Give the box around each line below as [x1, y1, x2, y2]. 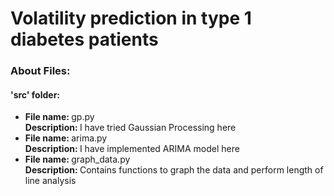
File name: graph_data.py [24, 153, 131, 166]
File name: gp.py [24, 111, 95, 123]
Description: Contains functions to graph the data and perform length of [24, 164, 324, 176]
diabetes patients [10, 28, 159, 51]
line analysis [24, 175, 77, 187]
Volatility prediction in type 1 [10, 7, 252, 30]
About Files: [10, 64, 71, 78]
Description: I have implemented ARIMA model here [24, 143, 240, 155]
